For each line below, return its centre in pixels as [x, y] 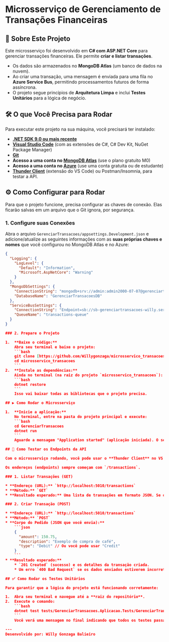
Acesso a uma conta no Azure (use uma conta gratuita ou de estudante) [88, 165]
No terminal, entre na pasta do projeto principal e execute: [81, 417]
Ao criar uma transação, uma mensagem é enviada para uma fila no [83, 76]
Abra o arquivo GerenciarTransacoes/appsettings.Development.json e [77, 234]
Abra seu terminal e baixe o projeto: [55, 347]
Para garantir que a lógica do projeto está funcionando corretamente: [82, 588]
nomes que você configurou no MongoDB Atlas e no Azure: [67, 244]
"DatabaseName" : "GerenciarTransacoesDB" [58, 296]
